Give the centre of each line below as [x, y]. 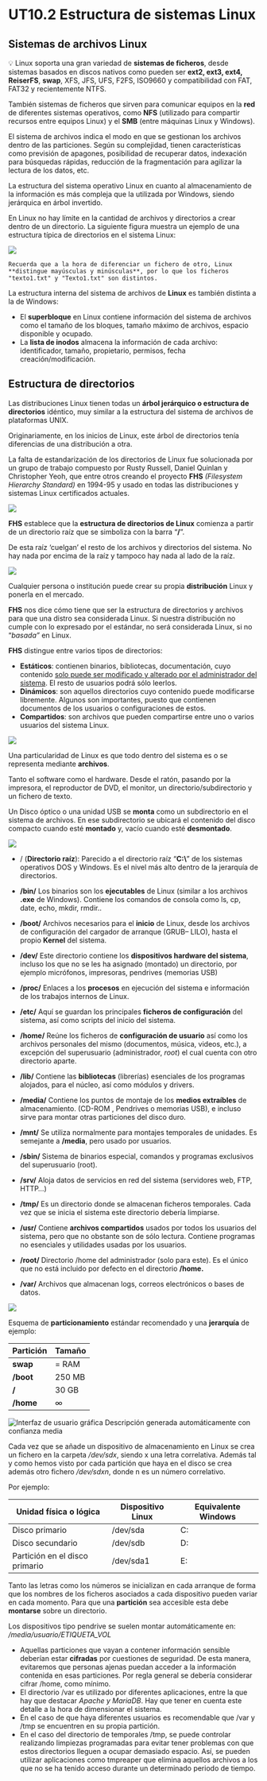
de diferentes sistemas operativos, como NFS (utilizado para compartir [124, 112]
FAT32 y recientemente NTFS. [58, 89]
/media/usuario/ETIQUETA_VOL [60, 1634]
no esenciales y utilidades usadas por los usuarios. [103, 1245]
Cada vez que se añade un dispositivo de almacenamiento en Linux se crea [132, 1446]
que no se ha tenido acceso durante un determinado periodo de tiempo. [137, 1768]
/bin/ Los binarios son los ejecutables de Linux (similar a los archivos [133, 891]
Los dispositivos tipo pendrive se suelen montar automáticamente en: [122, 1626]
